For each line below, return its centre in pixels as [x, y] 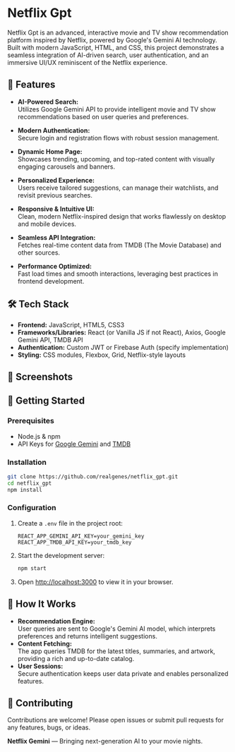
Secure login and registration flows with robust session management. [118, 138]
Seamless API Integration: [56, 237]
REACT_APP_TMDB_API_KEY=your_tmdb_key [74, 542]
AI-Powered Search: [48, 102]
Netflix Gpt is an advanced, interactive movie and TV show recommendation [118, 32]
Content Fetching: [45, 643]
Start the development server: [61, 555]
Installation [27, 462]
